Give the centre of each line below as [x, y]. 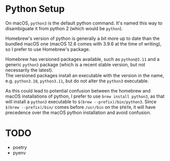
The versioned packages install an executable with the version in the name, [85, 75]
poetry [20, 147]
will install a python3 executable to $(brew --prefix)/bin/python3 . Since [81, 101]
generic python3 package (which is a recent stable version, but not [75, 64]
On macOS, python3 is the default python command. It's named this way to [84, 23]
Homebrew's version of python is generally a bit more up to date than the [82, 38]
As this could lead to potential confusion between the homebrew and [78, 90]
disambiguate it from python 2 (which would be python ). [64, 28]
